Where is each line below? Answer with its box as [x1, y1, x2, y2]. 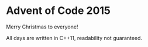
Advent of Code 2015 [6, 4, 111, 17]
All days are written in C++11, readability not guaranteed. [6, 34, 142, 41]
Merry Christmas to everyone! [6, 23, 78, 30]
